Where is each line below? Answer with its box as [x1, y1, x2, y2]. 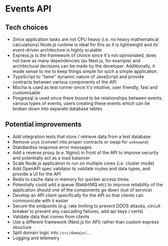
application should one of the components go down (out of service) [12, 187, 152, 193]
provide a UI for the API [12, 171, 61, 177]
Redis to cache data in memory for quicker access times [12, 176, 129, 182]
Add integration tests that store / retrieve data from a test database [12, 134, 151, 140]
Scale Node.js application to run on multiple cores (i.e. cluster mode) [12, 160, 154, 166]
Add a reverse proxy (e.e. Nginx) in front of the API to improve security [12, 149, 159, 156]
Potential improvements [5, 120, 82, 129]
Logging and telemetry [12, 234, 60, 241]
